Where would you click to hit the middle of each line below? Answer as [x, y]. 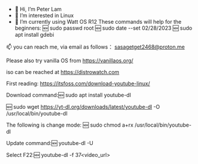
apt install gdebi [34, 35]
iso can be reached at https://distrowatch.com [63, 72]
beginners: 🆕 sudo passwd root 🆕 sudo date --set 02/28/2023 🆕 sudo [103, 28]
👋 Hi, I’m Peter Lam [38, 9]
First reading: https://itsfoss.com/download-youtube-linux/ [78, 83]
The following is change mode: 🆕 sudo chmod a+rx [70, 125]
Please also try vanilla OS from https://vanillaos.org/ [70, 60]
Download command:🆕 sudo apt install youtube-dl [69, 95]
